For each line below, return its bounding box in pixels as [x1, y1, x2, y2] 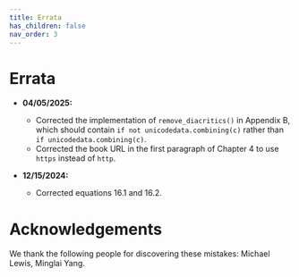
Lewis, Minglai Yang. [9, 258, 85, 269]
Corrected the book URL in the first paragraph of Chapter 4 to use [35, 144, 279, 155]
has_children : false [9, 21, 87, 30]
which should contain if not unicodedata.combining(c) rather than [35, 124, 285, 135]
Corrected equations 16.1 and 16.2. [35, 188, 163, 198]
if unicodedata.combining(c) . [35, 134, 147, 145]
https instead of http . [35, 153, 116, 164]
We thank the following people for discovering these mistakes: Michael [9, 248, 270, 259]
